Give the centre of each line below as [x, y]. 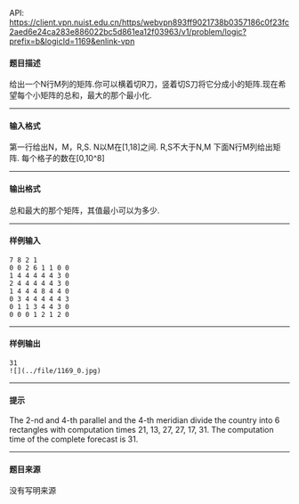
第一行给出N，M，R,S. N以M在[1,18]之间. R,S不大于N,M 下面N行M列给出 [141, 147]
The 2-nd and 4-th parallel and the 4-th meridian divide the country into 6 [145, 420]
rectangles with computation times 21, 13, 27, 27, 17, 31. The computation [141, 430]
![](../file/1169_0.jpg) [55, 371]
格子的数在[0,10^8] [71, 159]
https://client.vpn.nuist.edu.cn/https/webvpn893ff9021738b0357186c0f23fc [149, 22]
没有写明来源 [32, 491]
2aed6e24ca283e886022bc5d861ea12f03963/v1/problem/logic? [128, 32]
